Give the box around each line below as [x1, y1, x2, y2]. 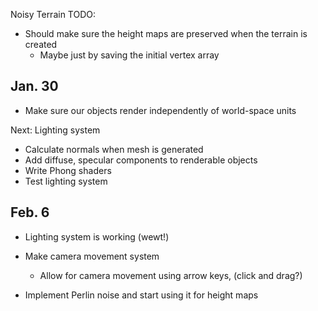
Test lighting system [24, 175, 108, 187]
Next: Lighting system [10, 124, 101, 136]
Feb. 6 [10, 204, 50, 221]
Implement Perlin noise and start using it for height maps [24, 289, 259, 301]
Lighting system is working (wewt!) [24, 230, 170, 243]
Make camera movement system [24, 250, 160, 262]
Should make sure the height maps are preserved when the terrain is [24, 28, 308, 39]
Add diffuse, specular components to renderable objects [24, 154, 258, 166]
